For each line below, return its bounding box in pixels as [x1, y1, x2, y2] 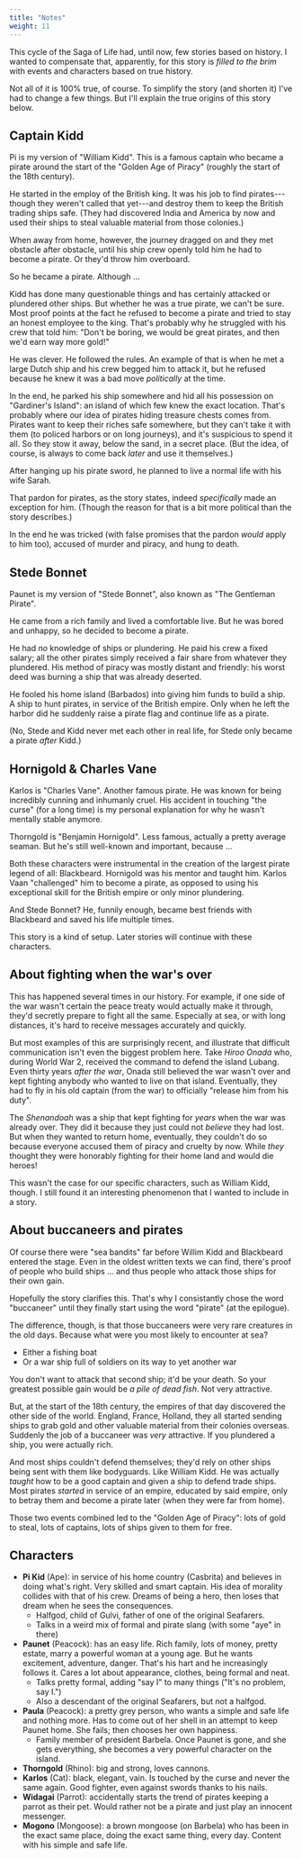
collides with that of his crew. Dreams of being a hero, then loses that [22, 1591, 280, 1601]
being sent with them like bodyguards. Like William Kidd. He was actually [9, 1465, 280, 1477]
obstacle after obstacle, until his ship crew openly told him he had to [9, 244, 262, 255]
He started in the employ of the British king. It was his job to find [9, 188, 247, 199]
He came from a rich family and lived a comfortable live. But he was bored [9, 616, 284, 627]
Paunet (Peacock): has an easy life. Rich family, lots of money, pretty [22, 1638, 279, 1649]
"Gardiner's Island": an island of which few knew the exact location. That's [9, 400, 286, 411]
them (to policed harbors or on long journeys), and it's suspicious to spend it [9, 429, 293, 440]
